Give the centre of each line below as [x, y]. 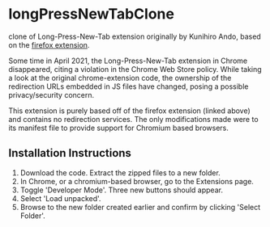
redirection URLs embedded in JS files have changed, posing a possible [129, 86]
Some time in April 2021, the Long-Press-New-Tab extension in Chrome [128, 61]
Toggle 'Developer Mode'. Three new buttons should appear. [121, 190]
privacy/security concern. [51, 95]
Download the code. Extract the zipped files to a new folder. [120, 172]
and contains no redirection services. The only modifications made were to [133, 119]
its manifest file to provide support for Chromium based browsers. [119, 128]
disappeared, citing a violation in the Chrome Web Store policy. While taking [135, 69]
